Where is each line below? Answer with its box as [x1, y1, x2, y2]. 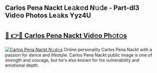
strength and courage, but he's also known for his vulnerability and [5, 58, 140, 63]
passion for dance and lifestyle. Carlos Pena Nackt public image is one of [5, 52, 153, 58]
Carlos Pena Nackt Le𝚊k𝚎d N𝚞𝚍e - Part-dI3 [5, 4, 140, 12]
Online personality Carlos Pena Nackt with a [63, 47, 152, 52]
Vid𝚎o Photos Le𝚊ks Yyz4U [5, 12, 91, 20]
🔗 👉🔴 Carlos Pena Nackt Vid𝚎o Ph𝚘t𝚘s [5, 31, 127, 40]
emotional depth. [5, 62, 39, 68]
